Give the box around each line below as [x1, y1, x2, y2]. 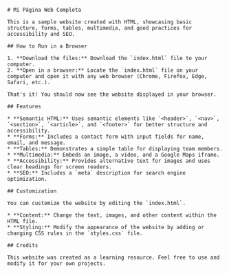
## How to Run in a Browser [7, 43, 88, 50]
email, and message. [7, 139, 67, 146]
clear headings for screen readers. [7, 164, 112, 170]
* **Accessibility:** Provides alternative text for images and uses [7, 157, 211, 164]
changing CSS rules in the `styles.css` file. [7, 230, 143, 237]
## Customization [7, 188, 57, 195]
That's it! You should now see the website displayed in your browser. [7, 91, 217, 98]
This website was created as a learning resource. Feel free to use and [7, 254, 220, 261]
